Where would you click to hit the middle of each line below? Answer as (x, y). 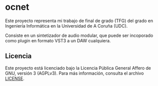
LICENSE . (15, 78)
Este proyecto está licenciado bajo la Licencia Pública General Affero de (78, 68)
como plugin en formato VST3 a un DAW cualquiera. (58, 40)
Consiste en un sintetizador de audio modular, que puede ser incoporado (79, 35)
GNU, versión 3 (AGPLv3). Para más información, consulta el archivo (75, 73)
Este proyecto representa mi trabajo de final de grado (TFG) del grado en (79, 21)
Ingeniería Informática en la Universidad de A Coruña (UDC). (66, 26)
